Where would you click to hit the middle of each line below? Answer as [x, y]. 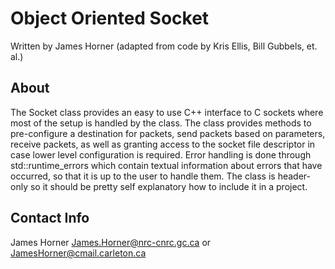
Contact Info [50, 218]
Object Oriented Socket [110, 18]
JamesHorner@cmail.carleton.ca [78, 253]
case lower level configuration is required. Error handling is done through [161, 154]
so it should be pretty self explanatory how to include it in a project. [168, 186]
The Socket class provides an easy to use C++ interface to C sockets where [167, 112]
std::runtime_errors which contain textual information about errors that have [166, 165]
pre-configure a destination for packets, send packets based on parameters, [168, 133]
